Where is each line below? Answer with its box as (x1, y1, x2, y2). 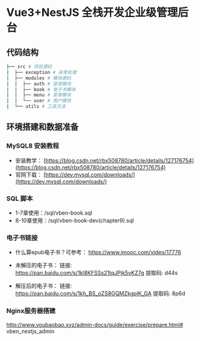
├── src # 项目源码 (6, 64, 52, 70)
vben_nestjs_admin (6, 328, 55, 335)
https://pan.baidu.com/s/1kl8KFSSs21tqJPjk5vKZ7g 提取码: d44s (15, 269, 178, 277)
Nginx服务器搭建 (6, 307, 56, 315)
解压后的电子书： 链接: (15, 282, 72, 290)
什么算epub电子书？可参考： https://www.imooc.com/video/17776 (15, 249, 182, 256)
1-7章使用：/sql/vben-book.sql (15, 209, 93, 216)
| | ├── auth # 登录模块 (6, 81, 71, 87)
